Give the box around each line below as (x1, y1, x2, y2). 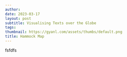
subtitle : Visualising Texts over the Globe (5, 20, 96, 26)
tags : (5, 25, 16, 30)
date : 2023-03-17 (5, 12, 40, 16)
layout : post (5, 16, 32, 21)
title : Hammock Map (5, 34, 45, 39)
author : (5, 7, 21, 12)
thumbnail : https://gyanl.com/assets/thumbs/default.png (5, 29, 123, 34)
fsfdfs (5, 47, 17, 53)
